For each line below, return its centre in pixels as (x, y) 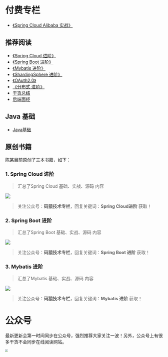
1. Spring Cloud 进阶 (30, 174)
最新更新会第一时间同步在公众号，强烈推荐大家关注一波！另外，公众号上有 (82, 336)
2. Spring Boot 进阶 (29, 220)
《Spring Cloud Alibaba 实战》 (42, 25)
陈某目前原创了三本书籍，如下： (38, 160)
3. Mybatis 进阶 (24, 267)
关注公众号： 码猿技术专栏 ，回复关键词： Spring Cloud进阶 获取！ (84, 206)
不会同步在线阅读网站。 (42, 342)
